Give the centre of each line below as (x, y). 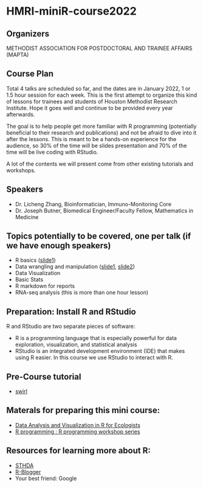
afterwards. (21, 114)
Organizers (28, 34)
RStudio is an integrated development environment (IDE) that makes (100, 351)
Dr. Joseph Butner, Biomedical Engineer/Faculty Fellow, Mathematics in (104, 211)
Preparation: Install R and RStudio (71, 312)
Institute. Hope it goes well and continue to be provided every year (90, 108)
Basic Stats (29, 280)
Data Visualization (38, 273)
